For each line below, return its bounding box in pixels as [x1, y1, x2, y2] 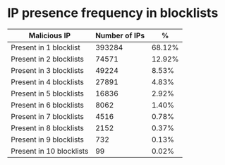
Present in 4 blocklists [11, 76, 85, 86]
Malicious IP [28, 30, 71, 40]
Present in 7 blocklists [11, 111, 85, 121]
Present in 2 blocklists [11, 54, 85, 64]
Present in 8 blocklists [11, 123, 85, 132]
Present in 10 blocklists [11, 146, 89, 156]
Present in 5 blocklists [11, 89, 85, 98]
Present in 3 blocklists [11, 65, 85, 75]
